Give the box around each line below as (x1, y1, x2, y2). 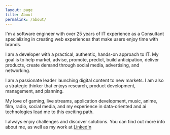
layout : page (5, 7, 33, 13)
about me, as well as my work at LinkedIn (5, 124, 92, 130)
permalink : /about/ (5, 17, 47, 22)
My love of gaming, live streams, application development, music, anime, (5, 98, 157, 104)
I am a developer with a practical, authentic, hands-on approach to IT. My (5, 51, 159, 57)
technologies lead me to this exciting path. (5, 109, 94, 115)
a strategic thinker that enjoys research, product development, (5, 83, 136, 89)
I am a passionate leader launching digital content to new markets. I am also (5, 77, 164, 84)
